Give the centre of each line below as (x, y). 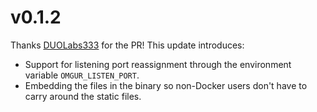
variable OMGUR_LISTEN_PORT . (82, 75)
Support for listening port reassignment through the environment (158, 64)
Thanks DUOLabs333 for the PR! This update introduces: (127, 45)
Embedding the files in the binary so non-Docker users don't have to (166, 85)
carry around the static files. (83, 96)
